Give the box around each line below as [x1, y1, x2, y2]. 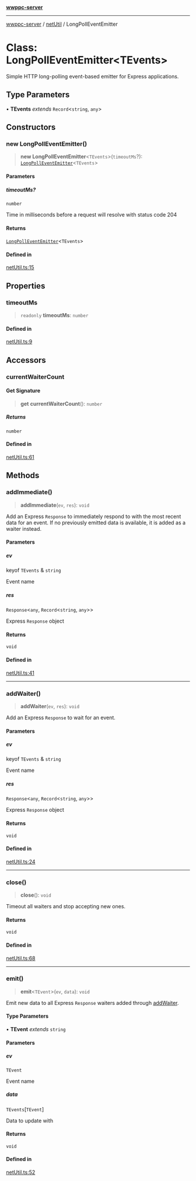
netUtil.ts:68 [6, 955, 36, 962]
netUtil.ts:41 [6, 669, 35, 677]
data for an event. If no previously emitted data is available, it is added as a [6, 519, 185, 526]
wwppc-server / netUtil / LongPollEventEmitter [6, 20, 118, 28]
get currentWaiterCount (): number [20, 400, 103, 407]
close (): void [20, 891, 51, 899]
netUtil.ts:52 [6, 1169, 36, 1176]
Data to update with [6, 1117, 54, 1124]
